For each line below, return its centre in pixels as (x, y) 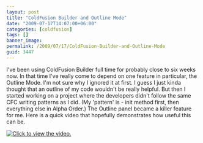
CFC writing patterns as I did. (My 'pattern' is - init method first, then (93, 102)
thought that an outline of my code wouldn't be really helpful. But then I (96, 89)
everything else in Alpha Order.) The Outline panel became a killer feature (99, 109)
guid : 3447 (20, 52)
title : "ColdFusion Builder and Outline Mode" (67, 18)
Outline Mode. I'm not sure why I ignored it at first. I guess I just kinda (94, 82)
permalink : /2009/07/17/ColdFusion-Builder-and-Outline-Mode (86, 47)
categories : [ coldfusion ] (39, 29)
